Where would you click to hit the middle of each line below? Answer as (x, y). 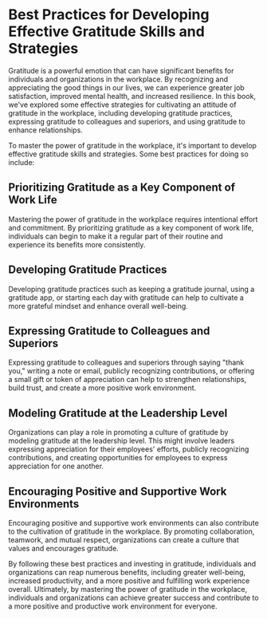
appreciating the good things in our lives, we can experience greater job (126, 87)
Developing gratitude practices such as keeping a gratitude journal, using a (132, 289)
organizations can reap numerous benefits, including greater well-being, (127, 572)
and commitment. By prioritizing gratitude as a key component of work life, (131, 227)
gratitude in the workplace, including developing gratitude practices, (120, 112)
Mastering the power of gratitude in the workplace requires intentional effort (133, 219)
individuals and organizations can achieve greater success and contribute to (133, 597)
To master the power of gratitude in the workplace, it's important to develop (133, 145)
